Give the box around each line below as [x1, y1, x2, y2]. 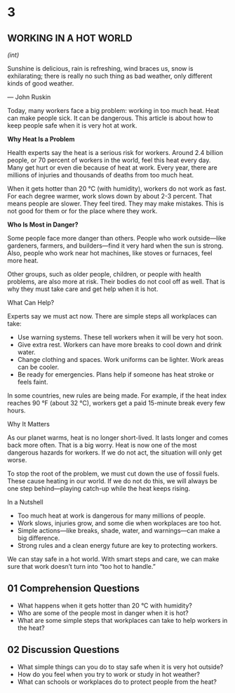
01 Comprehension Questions [7, 583, 140, 595]
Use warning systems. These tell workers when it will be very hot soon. [17, 333, 224, 341]
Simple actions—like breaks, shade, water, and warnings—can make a [17, 527, 220, 534]
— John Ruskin [7, 93, 51, 101]
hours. [7, 406, 26, 415]
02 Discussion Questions [7, 644, 120, 656]
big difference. [17, 534, 60, 542]
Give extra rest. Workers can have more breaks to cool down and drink [17, 341, 222, 349]
